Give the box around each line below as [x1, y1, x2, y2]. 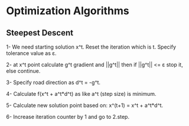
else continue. [6, 67, 41, 75]
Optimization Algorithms [6, 4, 130, 18]
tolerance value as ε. [6, 50, 57, 57]
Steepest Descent [6, 28, 74, 38]
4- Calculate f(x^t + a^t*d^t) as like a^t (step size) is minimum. [6, 91, 157, 97]
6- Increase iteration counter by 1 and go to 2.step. [6, 114, 130, 120]
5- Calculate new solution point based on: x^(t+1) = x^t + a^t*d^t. [6, 102, 164, 109]
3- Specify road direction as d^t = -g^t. [6, 79, 101, 86]
